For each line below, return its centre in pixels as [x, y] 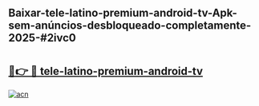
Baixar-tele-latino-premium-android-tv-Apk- [123, 13]
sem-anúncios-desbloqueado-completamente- [130, 26]
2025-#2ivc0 [42, 38]
